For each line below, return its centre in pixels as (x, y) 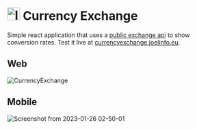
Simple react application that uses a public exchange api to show (98, 35)
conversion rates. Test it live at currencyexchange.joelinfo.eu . (94, 42)
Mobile (22, 102)
